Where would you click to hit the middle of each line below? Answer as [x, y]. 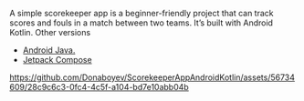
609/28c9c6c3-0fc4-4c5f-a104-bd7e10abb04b [99, 87]
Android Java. [49, 50]
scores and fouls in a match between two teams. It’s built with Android [142, 23]
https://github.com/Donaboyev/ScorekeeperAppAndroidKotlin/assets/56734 [152, 77]
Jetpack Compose [58, 60]
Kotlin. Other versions [50, 32]
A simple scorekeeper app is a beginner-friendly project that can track [142, 13]
